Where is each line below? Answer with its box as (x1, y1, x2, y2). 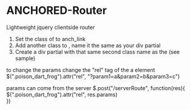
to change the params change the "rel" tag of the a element (6, 66, 156, 73)
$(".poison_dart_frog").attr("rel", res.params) (6, 91, 118, 98)
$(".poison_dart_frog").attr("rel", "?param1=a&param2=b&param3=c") (6, 73, 180, 80)
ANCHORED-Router (6, 4, 107, 18)
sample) (15, 54, 36, 62)
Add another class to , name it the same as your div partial (15, 42, 161, 49)
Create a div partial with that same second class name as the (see (15, 48, 180, 55)
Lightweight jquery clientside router (6, 24, 95, 31)
